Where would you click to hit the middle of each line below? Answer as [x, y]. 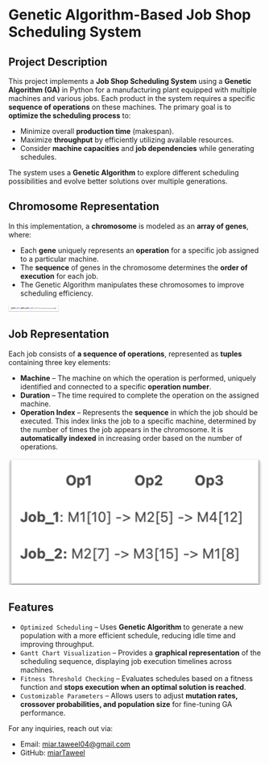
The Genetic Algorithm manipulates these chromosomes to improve [132, 284]
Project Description [58, 62]
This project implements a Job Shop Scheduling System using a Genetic [130, 81]
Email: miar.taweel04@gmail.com [75, 744]
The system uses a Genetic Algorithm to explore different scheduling [124, 172]
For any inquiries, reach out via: [61, 728]
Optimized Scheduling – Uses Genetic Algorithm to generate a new [132, 627]
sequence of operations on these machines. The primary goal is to [120, 107]
